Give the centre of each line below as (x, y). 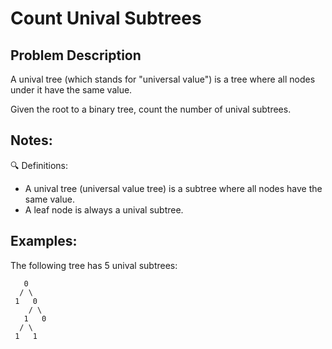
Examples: (44, 241)
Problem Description (76, 55)
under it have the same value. (71, 90)
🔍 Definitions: (39, 165)
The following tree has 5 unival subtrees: (94, 265)
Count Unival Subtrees (106, 18)
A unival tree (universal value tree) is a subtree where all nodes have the (173, 188)
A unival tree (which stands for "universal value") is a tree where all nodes (163, 79)
